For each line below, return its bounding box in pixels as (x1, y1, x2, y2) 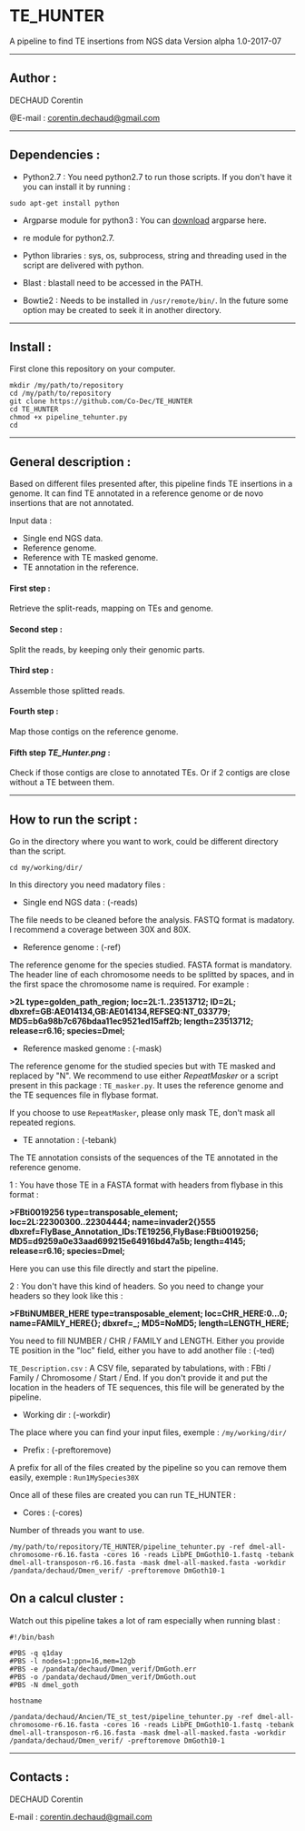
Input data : (9, 515, 53, 526)
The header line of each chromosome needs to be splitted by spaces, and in (9, 969, 295, 980)
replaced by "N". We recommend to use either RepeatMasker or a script (9, 1070, 279, 1081)
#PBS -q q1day (9, 1648, 64, 1657)
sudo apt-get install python (9, 198, 120, 207)
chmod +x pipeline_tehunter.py (9, 413, 128, 422)
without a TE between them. (9, 777, 115, 788)
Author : (9, 70, 57, 86)
